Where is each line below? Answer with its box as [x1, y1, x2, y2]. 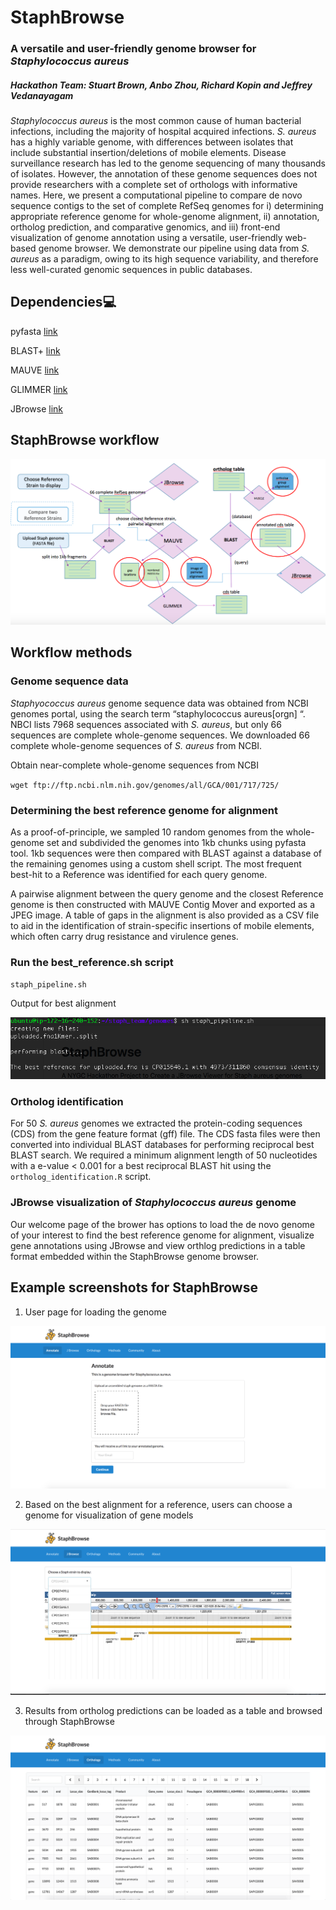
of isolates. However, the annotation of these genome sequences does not [10, 168, 318, 180]
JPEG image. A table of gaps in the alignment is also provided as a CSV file [10, 909, 320, 921]
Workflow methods [10, 644, 133, 661]
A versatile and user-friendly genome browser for [10, 42, 257, 56]
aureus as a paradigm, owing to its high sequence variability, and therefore [10, 253, 319, 265]
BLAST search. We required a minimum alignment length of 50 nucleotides [10, 1149, 318, 1161]
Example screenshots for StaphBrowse [10, 1279, 258, 1296]
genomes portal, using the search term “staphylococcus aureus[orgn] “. [10, 707, 306, 720]
